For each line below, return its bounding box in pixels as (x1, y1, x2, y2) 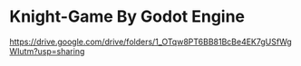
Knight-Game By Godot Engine (9, 6, 246, 27)
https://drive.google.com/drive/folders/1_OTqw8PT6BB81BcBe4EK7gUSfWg (9, 36, 292, 47)
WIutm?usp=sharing (9, 45, 85, 56)
